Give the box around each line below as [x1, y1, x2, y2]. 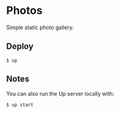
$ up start [6, 101, 34, 108]
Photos [6, 4, 43, 18]
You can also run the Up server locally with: [6, 90, 115, 97]
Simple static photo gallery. [6, 24, 74, 31]
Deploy [6, 41, 34, 52]
